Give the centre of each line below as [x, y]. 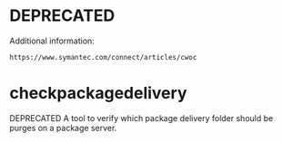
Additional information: [52, 41]
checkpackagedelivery [98, 94]
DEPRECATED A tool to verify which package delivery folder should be [141, 118]
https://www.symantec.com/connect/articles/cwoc [103, 57]
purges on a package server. [63, 128]
